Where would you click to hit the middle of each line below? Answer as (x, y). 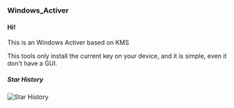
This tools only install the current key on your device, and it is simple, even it (117, 56)
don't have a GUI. (32, 63)
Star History (25, 79)
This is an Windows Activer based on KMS (68, 43)
